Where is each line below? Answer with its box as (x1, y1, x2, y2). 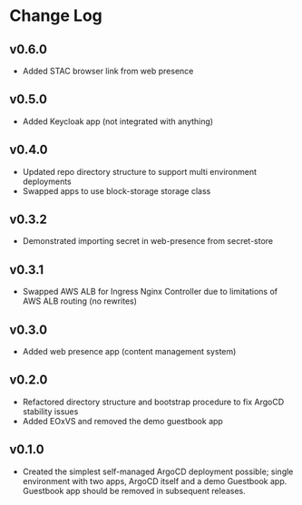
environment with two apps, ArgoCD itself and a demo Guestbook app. (22, 475, 287, 486)
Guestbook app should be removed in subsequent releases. (22, 485, 247, 496)
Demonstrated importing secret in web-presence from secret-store (22, 236, 274, 247)
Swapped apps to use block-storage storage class (22, 185, 211, 196)
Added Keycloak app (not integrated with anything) (22, 115, 214, 127)
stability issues (22, 405, 79, 417)
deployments (22, 176, 73, 187)
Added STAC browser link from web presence (22, 65, 194, 76)
